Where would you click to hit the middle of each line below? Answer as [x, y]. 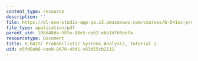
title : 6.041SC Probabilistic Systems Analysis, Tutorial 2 [82, 44]
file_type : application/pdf [41, 28]
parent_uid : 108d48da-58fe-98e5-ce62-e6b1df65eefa [70, 33]
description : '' [26, 17]
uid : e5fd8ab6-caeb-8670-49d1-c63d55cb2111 [60, 49]
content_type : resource [35, 11]
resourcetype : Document [35, 38]
